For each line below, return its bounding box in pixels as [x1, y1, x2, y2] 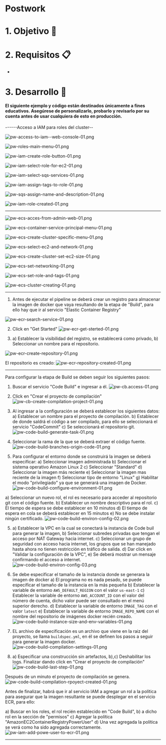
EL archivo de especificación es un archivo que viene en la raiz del [12, 628, 148, 634]
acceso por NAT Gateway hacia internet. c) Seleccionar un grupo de [12, 536, 152, 541]
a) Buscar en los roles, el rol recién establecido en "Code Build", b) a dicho [5, 708, 157, 714]
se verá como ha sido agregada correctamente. [5, 724, 102, 730]
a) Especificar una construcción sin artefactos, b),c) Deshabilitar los [12, 653, 151, 660]
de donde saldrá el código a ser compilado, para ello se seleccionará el [12, 418, 158, 424]
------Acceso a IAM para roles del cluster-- [5, 124, 93, 130]
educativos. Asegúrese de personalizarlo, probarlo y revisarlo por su [5, 108, 150, 114]
